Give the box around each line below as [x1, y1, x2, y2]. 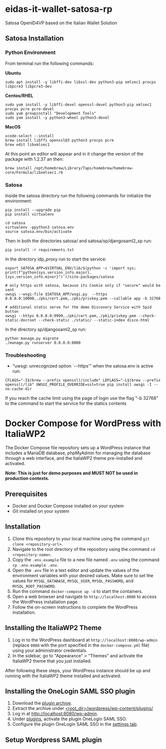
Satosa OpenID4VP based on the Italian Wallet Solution [5, 20, 117, 26]
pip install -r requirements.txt [5, 247, 74, 252]
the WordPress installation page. [12, 598, 79, 605]
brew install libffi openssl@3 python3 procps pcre [5, 138, 114, 143]
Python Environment [5, 49, 56, 56]
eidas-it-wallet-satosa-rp [5, 3, 112, 15]
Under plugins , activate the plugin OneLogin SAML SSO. [12, 716, 127, 722]
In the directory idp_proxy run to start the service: [5, 256, 107, 262]
